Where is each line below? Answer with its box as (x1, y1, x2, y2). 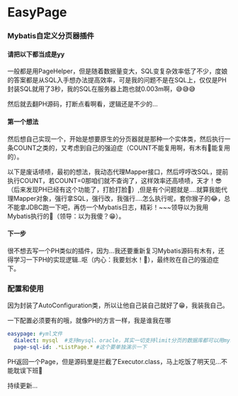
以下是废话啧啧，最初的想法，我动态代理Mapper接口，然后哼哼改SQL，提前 (7, 167, 229, 176)
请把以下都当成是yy (7, 50, 65, 58)
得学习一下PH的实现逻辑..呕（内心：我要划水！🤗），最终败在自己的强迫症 (7, 255, 220, 263)
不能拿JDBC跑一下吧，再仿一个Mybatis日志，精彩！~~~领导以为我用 (7, 203, 209, 211)
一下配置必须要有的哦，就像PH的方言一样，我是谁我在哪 (7, 317, 171, 325)
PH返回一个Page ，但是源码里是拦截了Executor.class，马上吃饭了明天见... (7, 357, 222, 365)
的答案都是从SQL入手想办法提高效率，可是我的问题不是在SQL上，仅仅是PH (7, 76, 227, 84)
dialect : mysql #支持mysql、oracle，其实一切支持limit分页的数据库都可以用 (13, 336, 225, 344)
